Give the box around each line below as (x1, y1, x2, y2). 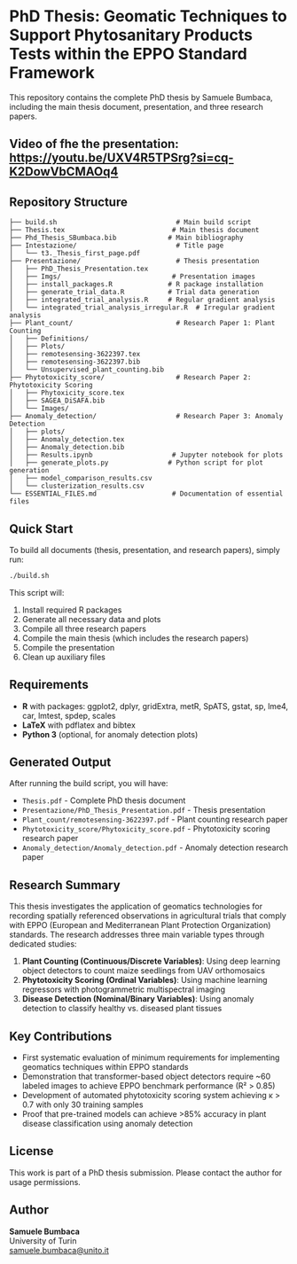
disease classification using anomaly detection (21, 1119, 193, 1129)
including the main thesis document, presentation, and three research (9, 101, 263, 112)
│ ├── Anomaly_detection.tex (9, 435, 125, 444)
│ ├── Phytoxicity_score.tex (9, 388, 125, 398)
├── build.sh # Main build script (9, 218, 252, 227)
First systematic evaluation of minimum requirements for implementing (21, 1052, 280, 1063)
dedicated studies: (9, 939, 77, 949)
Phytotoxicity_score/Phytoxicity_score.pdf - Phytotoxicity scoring (21, 823, 270, 834)
